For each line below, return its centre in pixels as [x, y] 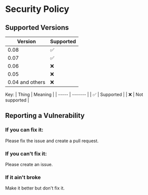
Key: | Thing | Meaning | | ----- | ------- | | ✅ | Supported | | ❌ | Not [74, 95]
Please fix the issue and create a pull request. [52, 141]
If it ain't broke [23, 177]
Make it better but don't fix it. [35, 188]
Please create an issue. [29, 164]
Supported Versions [37, 28]
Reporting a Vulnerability [45, 116]
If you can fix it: [24, 130]
